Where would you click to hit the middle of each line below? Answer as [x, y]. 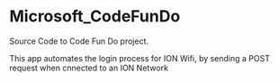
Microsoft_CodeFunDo [95, 16]
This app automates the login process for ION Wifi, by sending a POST [139, 58]
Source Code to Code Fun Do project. [79, 41]
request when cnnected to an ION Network [89, 68]
